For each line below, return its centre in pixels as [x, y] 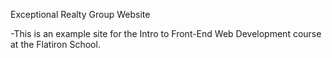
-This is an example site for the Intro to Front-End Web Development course [166, 33]
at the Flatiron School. [55, 44]
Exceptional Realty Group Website [80, 14]
